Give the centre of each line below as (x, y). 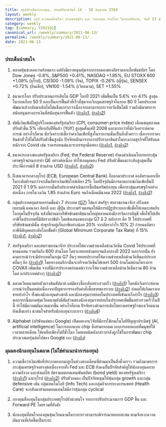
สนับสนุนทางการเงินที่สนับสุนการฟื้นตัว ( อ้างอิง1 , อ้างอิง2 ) (59, 113)
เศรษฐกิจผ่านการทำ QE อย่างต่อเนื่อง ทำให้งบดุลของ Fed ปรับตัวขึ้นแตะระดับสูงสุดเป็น (82, 161)
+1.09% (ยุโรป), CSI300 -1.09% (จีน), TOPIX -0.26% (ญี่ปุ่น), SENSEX (80, 81)
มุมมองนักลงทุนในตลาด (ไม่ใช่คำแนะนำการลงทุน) (52, 350)
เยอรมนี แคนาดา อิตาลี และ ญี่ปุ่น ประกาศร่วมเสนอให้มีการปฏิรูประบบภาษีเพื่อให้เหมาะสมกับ (86, 208)
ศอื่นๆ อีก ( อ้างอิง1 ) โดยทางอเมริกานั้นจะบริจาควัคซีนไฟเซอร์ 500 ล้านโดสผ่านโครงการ (83, 262)
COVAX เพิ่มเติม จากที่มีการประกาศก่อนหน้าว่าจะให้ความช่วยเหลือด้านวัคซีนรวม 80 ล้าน (84, 268)
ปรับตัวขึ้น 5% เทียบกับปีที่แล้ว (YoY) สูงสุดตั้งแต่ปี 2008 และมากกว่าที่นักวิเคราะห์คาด (83, 128)
